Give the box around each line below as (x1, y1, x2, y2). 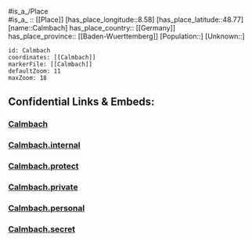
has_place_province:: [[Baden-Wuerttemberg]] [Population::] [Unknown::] (8, 31, 245, 41)
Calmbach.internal (8, 140, 81, 151)
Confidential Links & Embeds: (8, 95, 155, 109)
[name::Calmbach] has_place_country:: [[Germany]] (8, 23, 176, 32)
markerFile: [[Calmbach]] (8, 60, 92, 68)
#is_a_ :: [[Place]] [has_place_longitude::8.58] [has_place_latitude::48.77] (8, 15, 244, 24)
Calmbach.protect (8, 160, 80, 171)
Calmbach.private (8, 182, 78, 192)
